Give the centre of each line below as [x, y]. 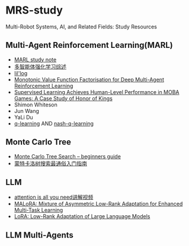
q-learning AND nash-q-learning [54, 123]
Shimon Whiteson [36, 105]
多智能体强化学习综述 [40, 66]
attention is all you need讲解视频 [54, 197]
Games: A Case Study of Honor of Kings [63, 98]
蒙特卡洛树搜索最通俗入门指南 [50, 163]
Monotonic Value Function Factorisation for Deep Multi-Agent [89, 79]
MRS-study [34, 10]
